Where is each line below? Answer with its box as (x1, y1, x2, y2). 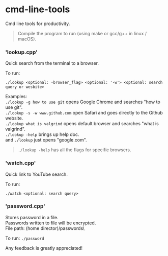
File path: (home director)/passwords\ (5, 225, 85, 231)
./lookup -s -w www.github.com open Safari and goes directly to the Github (5, 110, 163, 116)
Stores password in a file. (5, 214, 59, 220)
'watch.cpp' (5, 159, 36, 167)
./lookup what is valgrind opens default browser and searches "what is (5, 121, 159, 127)
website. (5, 115, 23, 121)
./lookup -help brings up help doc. (5, 131, 79, 137)
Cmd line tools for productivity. (5, 20, 70, 27)
